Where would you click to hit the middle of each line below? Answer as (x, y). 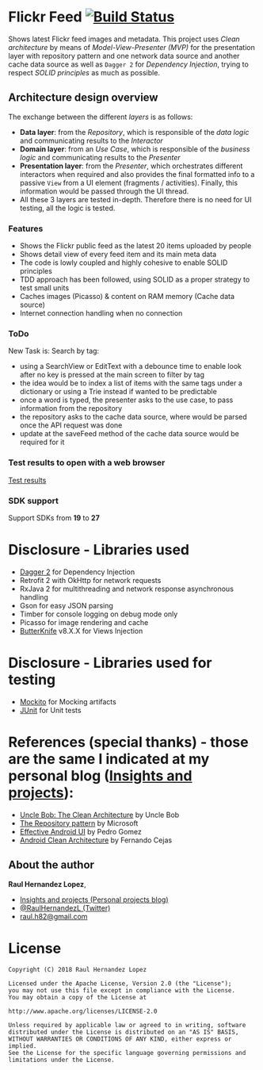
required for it (42, 442)
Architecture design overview (83, 98)
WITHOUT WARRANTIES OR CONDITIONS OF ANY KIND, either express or (120, 1039)
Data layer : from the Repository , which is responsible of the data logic (134, 132)
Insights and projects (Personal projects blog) (94, 899)
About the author (51, 865)
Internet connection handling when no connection (101, 313)
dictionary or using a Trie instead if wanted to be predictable (118, 392)
